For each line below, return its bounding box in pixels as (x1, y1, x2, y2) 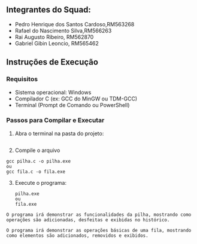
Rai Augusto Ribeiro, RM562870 (14, 33, 94, 41)
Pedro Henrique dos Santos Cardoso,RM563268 (14, 20, 135, 28)
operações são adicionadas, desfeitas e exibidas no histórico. (6, 216, 170, 223)
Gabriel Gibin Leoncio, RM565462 (14, 39, 99, 47)
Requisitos (6, 75, 38, 83)
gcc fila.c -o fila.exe (6, 169, 66, 175)
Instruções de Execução (6, 57, 99, 68)
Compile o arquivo (14, 147, 60, 154)
